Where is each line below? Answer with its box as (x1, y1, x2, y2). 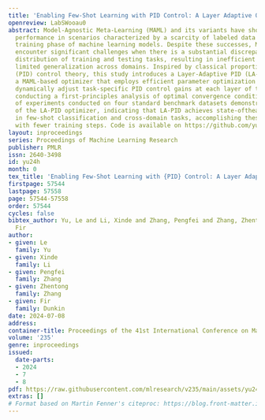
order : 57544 (8, 202, 51, 210)
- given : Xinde (8, 253, 58, 261)
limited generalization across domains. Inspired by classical (15, 63, 227, 71)
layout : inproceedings (8, 128, 83, 136)
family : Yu (15, 246, 51, 254)
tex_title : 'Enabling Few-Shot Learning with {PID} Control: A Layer (8, 173, 242, 181)
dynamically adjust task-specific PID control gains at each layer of (15, 84, 252, 93)
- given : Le (8, 239, 47, 247)
